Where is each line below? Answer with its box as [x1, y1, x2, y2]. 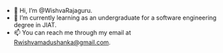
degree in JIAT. [13, 21, 57, 29]
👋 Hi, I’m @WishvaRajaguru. [13, 7, 93, 14]
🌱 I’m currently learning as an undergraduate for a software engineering [13, 14, 217, 22]
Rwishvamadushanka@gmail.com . [13, 38, 111, 46]
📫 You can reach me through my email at [13, 29, 132, 37]
